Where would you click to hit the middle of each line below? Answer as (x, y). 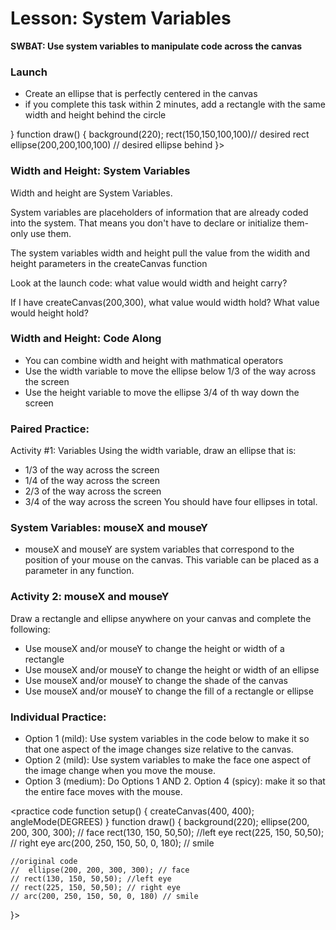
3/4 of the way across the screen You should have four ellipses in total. (171, 502)
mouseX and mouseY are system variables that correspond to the (159, 549)
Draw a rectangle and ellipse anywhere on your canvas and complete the (161, 618)
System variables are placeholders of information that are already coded (159, 212)
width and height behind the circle (95, 115)
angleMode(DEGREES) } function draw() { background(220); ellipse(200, (160, 822)
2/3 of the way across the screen (93, 491)
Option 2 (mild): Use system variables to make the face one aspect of (168, 760)
